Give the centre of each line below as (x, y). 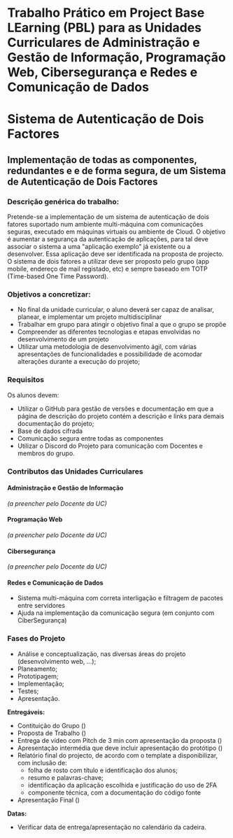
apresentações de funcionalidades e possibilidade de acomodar (110, 354)
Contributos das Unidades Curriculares (75, 471)
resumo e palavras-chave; (65, 777)
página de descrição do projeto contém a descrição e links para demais (121, 416)
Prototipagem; (38, 676)
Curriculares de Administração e (104, 43)
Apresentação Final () (49, 800)
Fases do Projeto (36, 639)
